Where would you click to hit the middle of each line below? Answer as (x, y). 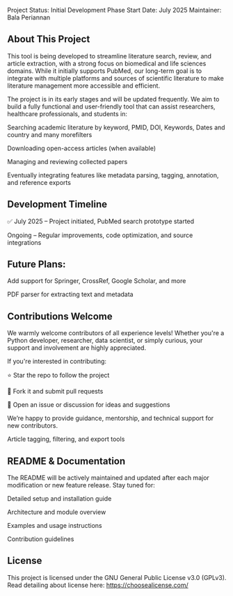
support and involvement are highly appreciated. (77, 348)
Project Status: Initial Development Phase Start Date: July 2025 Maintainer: (114, 10)
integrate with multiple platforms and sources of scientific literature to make (116, 78)
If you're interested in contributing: (57, 362)
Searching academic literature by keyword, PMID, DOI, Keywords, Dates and (116, 127)
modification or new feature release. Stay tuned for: (81, 485)
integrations (24, 242)
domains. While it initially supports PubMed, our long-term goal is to (105, 71)
